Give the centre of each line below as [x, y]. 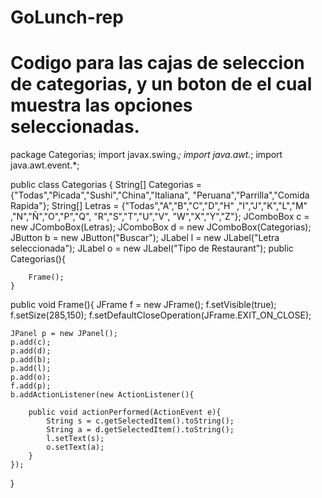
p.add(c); [31, 342]
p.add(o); [31, 377]
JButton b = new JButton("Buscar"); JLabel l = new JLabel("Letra [145, 238]
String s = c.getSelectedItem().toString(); [140, 421]
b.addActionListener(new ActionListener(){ [102, 395]
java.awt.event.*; [45, 165]
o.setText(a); [75, 447]
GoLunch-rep [67, 17]
